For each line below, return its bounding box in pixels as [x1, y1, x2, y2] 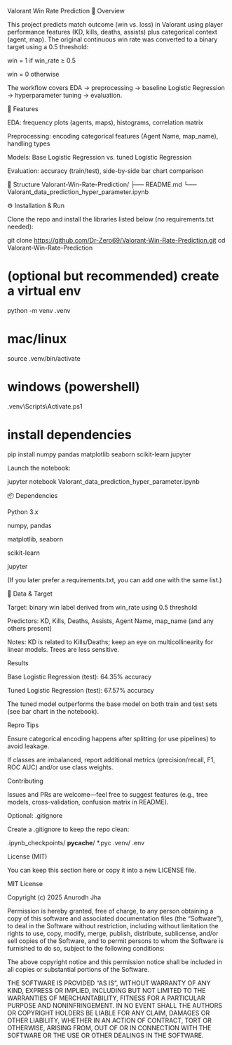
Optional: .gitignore [7, 811, 63, 819]
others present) [7, 624, 53, 632]
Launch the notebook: [7, 463, 71, 472]
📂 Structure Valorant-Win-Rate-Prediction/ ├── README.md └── [7, 180, 198, 188]
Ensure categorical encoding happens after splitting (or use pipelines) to [7, 734, 216, 743]
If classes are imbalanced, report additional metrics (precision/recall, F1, [7, 755, 216, 764]
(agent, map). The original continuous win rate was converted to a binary [7, 35, 218, 44]
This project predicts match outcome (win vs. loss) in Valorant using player [7, 20, 223, 28]
